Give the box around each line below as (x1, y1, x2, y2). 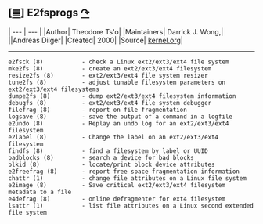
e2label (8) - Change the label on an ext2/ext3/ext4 (8, 133, 219, 141)
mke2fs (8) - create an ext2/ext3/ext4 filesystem (8, 64, 212, 73)
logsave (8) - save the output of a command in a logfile (8, 113, 233, 121)
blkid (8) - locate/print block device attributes (8, 161, 215, 168)
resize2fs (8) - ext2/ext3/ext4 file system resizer (8, 71, 209, 79)
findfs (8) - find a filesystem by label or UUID (8, 146, 209, 155)
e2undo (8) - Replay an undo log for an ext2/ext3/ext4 (8, 119, 229, 128)
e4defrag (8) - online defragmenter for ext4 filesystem (8, 195, 225, 203)
